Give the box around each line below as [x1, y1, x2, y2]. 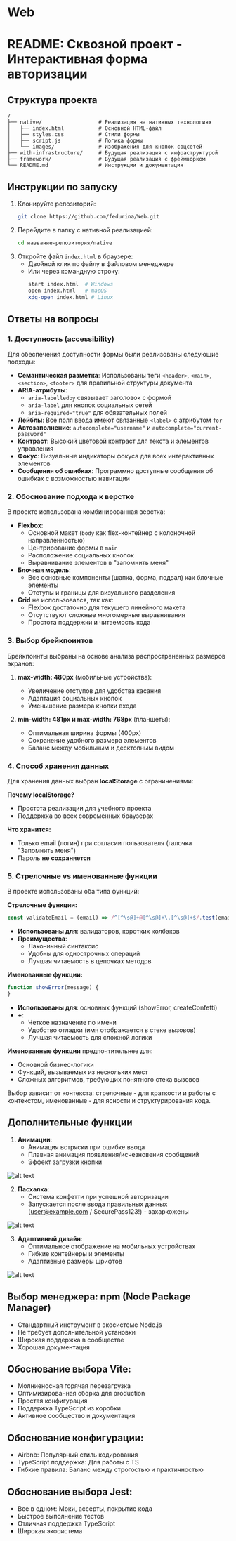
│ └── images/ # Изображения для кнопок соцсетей [7, 143, 202, 151]
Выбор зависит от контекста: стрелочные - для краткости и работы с [7, 1089, 216, 1097]
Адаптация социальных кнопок [27, 694, 122, 702]
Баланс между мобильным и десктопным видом [27, 743, 174, 752]
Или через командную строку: [27, 267, 121, 275]
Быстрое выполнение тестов [17, 1512, 104, 1520]
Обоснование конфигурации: [7, 1431, 144, 1443]
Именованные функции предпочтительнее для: [7, 1047, 153, 1055]
